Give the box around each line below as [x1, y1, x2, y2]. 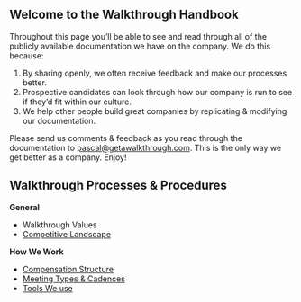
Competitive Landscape [22, 228, 111, 239]
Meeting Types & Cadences [22, 273, 126, 284]
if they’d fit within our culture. [22, 96, 132, 107]
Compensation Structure [22, 263, 114, 274]
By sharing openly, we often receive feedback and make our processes [22, 67, 287, 78]
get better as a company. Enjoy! [9, 152, 127, 163]
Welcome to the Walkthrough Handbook [9, 7, 239, 22]
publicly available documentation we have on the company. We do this [9, 40, 271, 51]
